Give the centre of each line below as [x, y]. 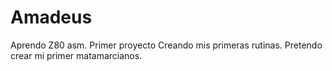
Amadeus [51, 17]
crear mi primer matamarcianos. [76, 55]
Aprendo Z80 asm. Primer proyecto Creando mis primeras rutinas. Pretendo [166, 45]
